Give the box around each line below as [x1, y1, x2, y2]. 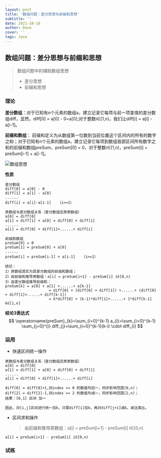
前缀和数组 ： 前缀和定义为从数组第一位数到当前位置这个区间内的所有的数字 [5, 132, 157, 138]
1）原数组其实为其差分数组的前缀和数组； [5, 269, 77, 274]
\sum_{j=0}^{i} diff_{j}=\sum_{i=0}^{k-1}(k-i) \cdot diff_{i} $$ [21, 323, 143, 329]
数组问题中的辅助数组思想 [17, 68, 69, 73]
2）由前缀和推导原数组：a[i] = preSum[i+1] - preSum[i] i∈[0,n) [5, 274, 131, 279]
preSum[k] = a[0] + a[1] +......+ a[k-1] [5, 283, 91, 289]
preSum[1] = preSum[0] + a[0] [5, 245, 67, 250]
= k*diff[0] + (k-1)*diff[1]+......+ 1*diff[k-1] [48, 297, 152, 301]
